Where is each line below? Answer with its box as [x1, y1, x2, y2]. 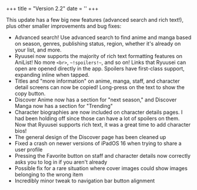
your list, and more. [14, 46, 62, 53]
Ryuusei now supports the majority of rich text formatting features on [14, 53, 183, 59]
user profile [14, 146, 43, 153]
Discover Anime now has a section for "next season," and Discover [14, 96, 177, 103]
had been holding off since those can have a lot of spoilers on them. [14, 115, 180, 122]
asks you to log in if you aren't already [14, 158, 108, 165]
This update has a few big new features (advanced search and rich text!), [6, 16, 184, 23]
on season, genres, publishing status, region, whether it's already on [14, 40, 181, 47]
